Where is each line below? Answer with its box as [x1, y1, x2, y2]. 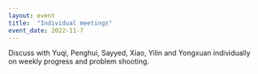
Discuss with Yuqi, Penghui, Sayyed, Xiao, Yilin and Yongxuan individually [8, 49, 251, 58]
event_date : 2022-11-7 [8, 26, 84, 34]
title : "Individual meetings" [8, 19, 113, 27]
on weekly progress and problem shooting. [8, 56, 149, 66]
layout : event [8, 11, 56, 20]
